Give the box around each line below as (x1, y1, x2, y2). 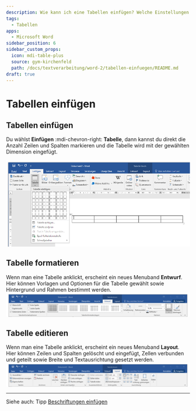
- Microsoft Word (11, 34, 54, 40)
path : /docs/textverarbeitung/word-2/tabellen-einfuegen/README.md (11, 65, 179, 71)
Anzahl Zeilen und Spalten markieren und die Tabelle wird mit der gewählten (6, 142, 190, 149)
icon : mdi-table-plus (11, 53, 64, 59)
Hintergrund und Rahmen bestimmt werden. (6, 286, 111, 293)
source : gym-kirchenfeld (11, 59, 72, 64)
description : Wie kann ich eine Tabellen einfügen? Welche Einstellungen (6, 9, 190, 15)
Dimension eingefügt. (6, 148, 58, 155)
